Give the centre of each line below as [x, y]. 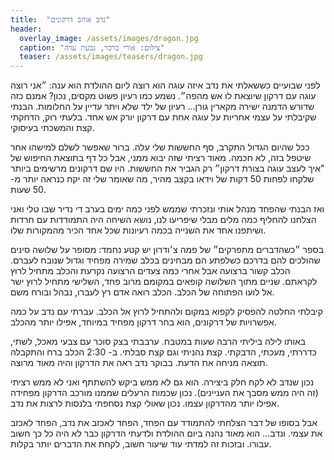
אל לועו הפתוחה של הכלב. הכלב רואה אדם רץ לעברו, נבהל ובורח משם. [142, 292]
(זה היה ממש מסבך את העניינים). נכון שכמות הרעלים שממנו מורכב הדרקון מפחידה [164, 393]
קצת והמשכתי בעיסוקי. [52, 128]
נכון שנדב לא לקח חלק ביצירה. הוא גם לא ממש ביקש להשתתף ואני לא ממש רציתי [162, 382]
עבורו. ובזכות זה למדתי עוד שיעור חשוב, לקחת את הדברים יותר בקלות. [141, 444]
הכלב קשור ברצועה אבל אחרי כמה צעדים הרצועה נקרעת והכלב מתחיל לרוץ [150, 271]
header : [26, 29]
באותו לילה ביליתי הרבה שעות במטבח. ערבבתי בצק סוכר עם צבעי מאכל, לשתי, [158, 342]
